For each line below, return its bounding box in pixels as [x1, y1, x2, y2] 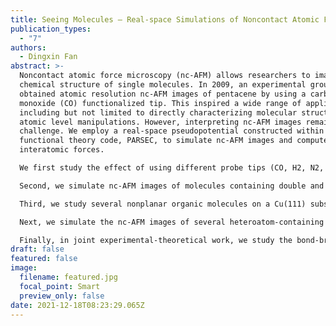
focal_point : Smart [19, 281, 101, 291]
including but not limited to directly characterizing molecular [19, 107, 298, 118]
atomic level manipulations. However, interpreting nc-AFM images [19, 117, 302, 127]
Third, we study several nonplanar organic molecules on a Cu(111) [19, 199, 307, 209]
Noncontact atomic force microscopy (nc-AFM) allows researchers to [19, 71, 311, 81]
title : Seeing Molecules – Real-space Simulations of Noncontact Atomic [10, 14, 320, 25]
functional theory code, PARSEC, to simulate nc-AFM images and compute [19, 136, 329, 146]
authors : [10, 42, 47, 53]
